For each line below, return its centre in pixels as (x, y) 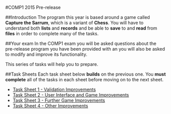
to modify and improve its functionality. (46, 54)
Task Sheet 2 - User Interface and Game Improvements (71, 95)
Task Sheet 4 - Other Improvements (50, 106)
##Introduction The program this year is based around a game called (78, 17)
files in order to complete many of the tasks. (52, 33)
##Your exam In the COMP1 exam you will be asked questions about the (81, 43)
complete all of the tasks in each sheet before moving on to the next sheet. (84, 79)
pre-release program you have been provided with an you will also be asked (85, 49)
